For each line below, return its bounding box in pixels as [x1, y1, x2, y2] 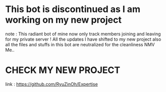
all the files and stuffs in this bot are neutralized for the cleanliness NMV [5, 41, 155, 47]
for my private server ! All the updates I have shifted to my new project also [5, 36, 161, 42]
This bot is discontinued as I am [5, 4, 141, 15]
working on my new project [5, 14, 122, 26]
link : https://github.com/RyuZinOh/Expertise [5, 81, 98, 87]
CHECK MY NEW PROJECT [5, 64, 121, 76]
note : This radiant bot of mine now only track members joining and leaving [5, 31, 161, 37]
